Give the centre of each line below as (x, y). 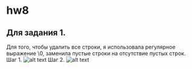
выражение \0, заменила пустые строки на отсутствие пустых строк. (96, 53)
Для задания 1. (36, 33)
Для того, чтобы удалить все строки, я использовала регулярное (91, 47)
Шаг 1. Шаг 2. (35, 60)
